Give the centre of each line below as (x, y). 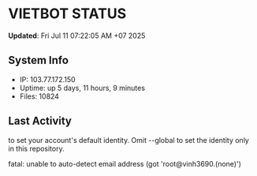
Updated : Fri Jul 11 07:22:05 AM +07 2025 (77, 36)
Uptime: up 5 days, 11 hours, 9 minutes (82, 88)
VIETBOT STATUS (67, 14)
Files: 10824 (39, 96)
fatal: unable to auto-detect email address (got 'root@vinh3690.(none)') (125, 163)
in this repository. (36, 148)
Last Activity (40, 121)
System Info (39, 60)
